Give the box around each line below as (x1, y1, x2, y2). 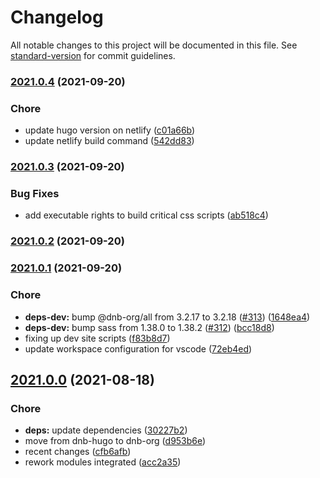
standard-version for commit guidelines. (10, 49, 176, 61)
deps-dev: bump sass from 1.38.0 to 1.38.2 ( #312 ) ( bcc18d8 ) (24, 321, 275, 333)
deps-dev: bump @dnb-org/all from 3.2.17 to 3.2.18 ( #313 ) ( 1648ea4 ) (24, 311, 311, 323)
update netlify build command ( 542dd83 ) (24, 135, 195, 147)
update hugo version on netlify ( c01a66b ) (24, 124, 196, 136)
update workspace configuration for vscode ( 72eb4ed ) (24, 342, 253, 355)
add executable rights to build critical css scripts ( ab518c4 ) (24, 209, 269, 221)
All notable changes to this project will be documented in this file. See (10, 39, 298, 51)
